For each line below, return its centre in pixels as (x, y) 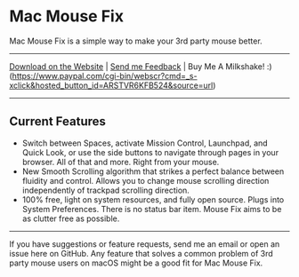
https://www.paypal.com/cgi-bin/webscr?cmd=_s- (105, 75)
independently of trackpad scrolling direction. (105, 190)
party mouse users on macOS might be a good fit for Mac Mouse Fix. (136, 263)
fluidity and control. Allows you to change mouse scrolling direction (145, 180)
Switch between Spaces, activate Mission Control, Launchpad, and (145, 143)
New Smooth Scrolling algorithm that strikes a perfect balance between (153, 171)
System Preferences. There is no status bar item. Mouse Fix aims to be (152, 209)
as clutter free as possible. (71, 218)
